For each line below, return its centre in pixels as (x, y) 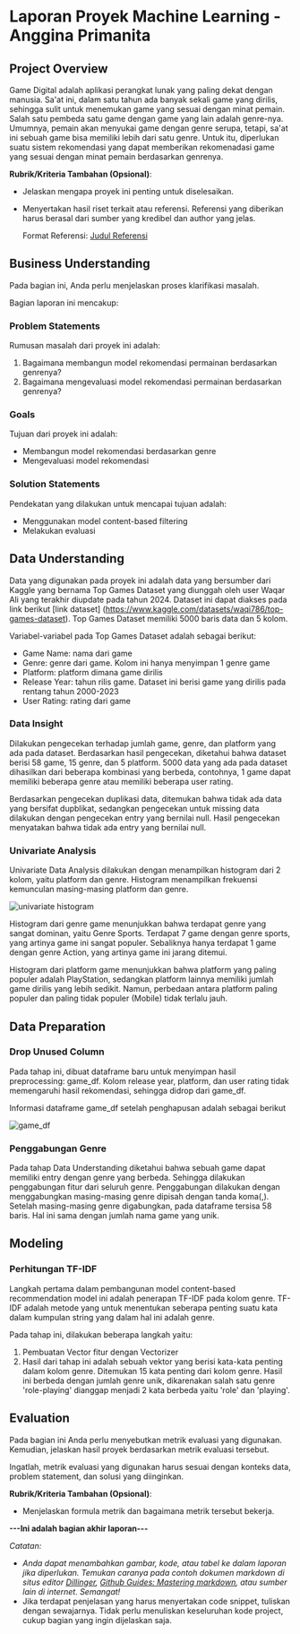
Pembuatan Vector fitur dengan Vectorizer (100, 1352)
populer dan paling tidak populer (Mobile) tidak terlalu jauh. (119, 998)
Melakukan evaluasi (59, 530)
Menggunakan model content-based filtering (105, 520)
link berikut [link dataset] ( (57, 609)
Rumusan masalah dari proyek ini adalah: (85, 346)
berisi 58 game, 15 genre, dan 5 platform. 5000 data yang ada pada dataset (149, 762)
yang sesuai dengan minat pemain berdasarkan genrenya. (116, 157)
